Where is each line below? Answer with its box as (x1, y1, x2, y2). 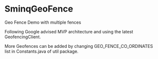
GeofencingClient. (4, 34, 41, 40)
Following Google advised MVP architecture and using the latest (4, 29, 134, 34)
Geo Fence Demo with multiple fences (4, 19, 81, 25)
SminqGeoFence (4, 3, 74, 15)
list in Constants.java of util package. (4, 48, 79, 54)
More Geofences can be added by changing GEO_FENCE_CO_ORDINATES (4, 43, 153, 49)
